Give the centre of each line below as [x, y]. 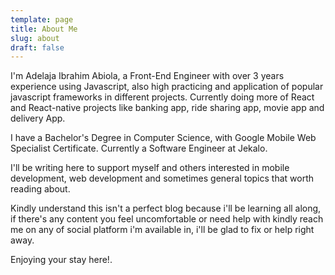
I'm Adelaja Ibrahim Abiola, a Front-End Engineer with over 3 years [147, 76]
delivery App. [38, 118]
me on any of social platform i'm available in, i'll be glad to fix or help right [162, 230]
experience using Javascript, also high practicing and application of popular [167, 87]
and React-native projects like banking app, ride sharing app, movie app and [167, 108]
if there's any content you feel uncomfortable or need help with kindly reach [167, 219]
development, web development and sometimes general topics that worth [162, 178]
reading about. [40, 189]
